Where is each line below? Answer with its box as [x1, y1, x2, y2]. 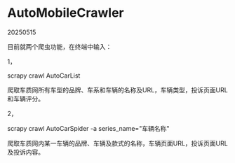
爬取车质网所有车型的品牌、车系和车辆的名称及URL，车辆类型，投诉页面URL [7, 85, 228, 94]
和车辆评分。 [7, 94, 44, 103]
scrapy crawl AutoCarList [7, 71, 81, 80]
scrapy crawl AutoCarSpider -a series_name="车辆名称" [7, 124, 170, 132]
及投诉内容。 [7, 148, 44, 156]
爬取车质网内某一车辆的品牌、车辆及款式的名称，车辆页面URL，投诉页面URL [7, 139, 228, 148]
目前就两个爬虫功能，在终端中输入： [7, 42, 112, 50]
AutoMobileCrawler [7, 5, 124, 21]
